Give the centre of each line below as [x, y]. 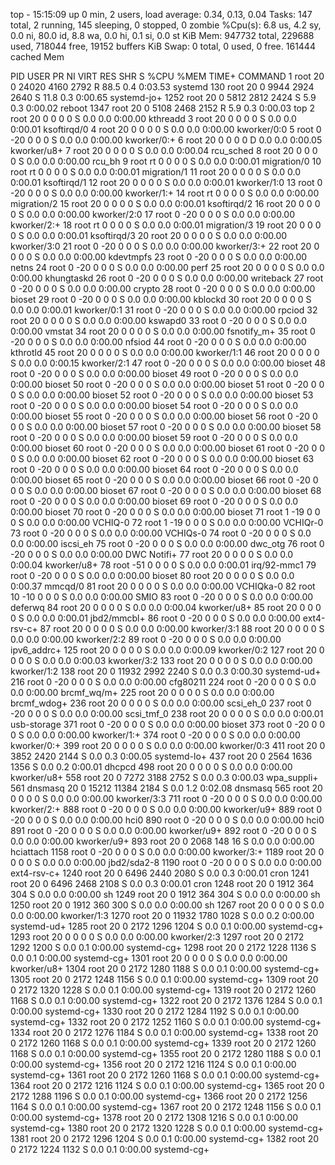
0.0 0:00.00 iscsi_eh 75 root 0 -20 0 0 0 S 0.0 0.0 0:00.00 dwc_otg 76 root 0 [167, 543]
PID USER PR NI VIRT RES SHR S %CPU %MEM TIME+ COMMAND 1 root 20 [167, 76]
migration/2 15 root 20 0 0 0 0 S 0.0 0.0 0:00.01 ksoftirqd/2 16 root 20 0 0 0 [165, 203]
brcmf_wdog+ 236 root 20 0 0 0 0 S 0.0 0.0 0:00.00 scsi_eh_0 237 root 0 [161, 703]
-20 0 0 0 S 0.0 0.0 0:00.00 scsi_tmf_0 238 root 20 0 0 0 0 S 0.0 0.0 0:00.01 [167, 713]
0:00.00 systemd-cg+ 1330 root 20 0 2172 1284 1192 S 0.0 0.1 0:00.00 [155, 1011]
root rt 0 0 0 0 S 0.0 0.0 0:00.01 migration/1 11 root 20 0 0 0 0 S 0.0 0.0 [156, 172]
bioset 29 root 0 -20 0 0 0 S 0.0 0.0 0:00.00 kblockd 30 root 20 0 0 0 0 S [161, 299]
